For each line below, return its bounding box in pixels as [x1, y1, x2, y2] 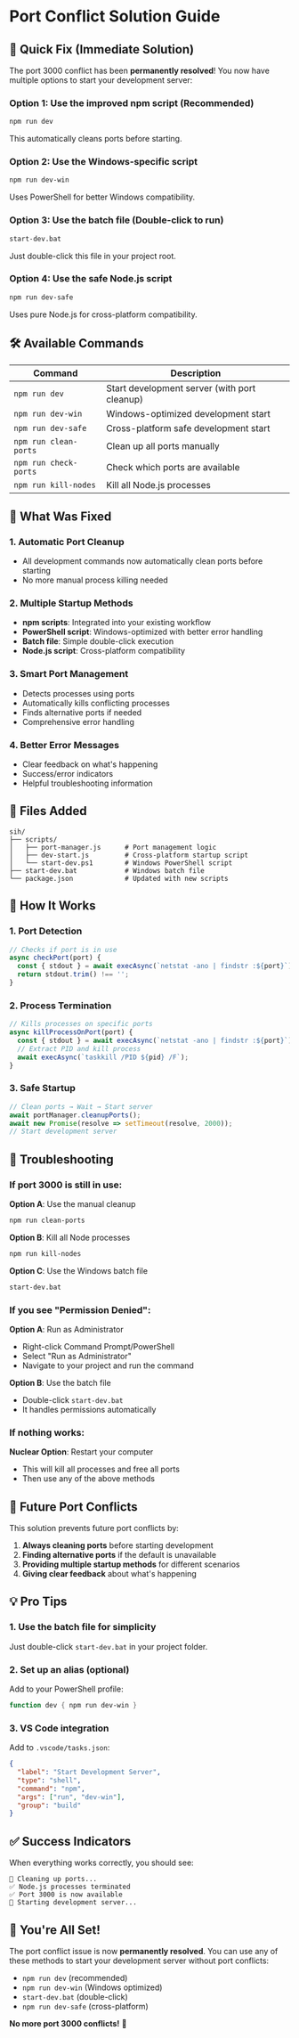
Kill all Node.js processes [106, 478, 212, 491]
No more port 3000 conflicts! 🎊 [9, 2018, 127, 2028]
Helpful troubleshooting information [21, 778, 153, 789]
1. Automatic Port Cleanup [9, 535, 125, 548]
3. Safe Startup [9, 1082, 76, 1095]
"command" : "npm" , [17, 1784, 86, 1793]
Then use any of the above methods [21, 1473, 156, 1484]
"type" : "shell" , [17, 1775, 82, 1785]
